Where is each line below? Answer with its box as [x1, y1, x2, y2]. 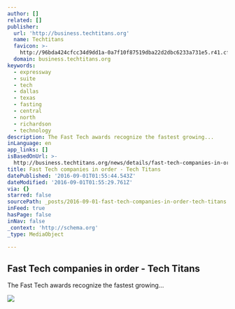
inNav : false [7, 218, 45, 225]
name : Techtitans [13, 36, 64, 43]
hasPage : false [7, 211, 52, 218]
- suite [13, 75, 36, 82]
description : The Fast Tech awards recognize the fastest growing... [7, 133, 215, 140]
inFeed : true [7, 205, 45, 212]
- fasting [13, 101, 42, 108]
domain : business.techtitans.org [13, 56, 111, 63]
